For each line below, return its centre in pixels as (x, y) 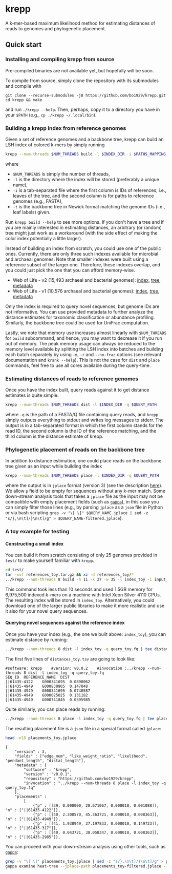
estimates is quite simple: (32, 395)
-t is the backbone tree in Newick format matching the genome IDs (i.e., (89, 206)
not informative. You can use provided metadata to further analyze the (79, 312)
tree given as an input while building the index (54, 466)
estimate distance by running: (37, 640)
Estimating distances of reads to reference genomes (72, 379)
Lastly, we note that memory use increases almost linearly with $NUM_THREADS (86, 333)
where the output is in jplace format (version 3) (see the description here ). (84, 485)
